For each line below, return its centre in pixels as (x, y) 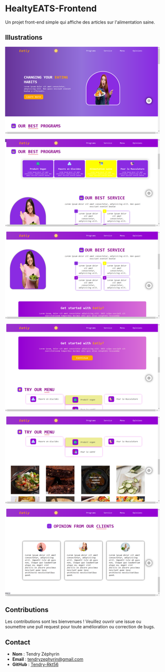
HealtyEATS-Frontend (51, 9)
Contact (18, 642)
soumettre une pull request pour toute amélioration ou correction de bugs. (80, 627)
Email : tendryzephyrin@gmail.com (48, 659)
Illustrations (24, 38)
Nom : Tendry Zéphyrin (36, 654)
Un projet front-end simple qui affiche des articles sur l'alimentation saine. (80, 22)
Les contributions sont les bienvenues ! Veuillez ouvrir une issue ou (73, 621)
